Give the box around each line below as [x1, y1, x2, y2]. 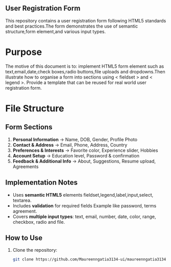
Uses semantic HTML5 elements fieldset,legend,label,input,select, [12, 192, 154, 198]
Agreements [12, 163, 39, 170]
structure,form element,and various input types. [5, 28, 106, 35]
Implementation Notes [5, 178, 78, 187]
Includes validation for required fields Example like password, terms [12, 202, 157, 208]
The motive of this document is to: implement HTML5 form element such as [5, 63, 164, 69]
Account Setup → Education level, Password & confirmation [12, 152, 139, 158]
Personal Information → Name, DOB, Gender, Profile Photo [12, 136, 138, 142]
